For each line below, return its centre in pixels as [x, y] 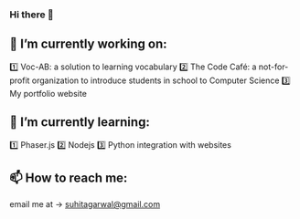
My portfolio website [48, 93]
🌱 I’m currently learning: [80, 122]
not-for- [273, 67]
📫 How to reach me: [69, 177]
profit [20, 80]
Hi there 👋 [32, 15]
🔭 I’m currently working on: [88, 44]
